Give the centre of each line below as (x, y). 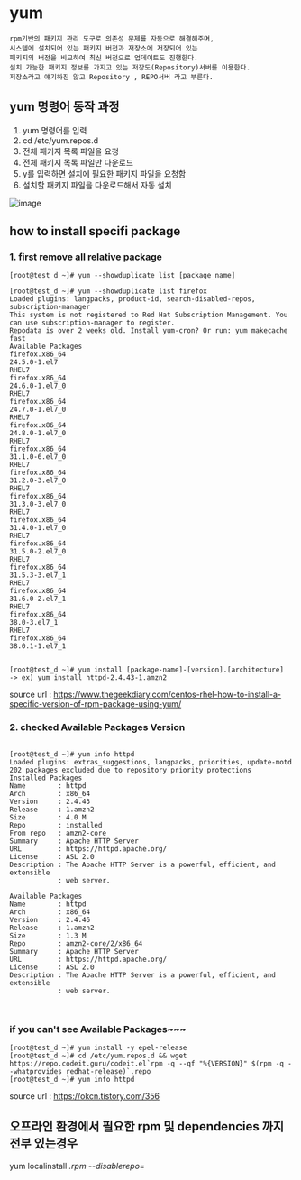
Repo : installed (56, 825)
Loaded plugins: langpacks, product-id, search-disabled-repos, (132, 299)
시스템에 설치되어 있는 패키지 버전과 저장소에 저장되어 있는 (104, 48)
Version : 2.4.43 (50, 801)
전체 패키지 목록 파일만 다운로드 (78, 162)
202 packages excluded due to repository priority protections (131, 770)
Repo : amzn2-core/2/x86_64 (76, 943)
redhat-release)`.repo (109, 1072)
